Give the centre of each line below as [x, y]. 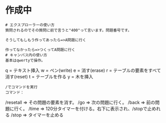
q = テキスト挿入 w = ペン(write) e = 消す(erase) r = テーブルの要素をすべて [83, 70]
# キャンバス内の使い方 [26, 55]
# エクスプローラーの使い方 [30, 25]
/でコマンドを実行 [21, 87]
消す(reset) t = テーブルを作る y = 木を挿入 [49, 76]
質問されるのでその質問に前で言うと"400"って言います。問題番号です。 [68, 30]
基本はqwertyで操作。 [25, 60]
